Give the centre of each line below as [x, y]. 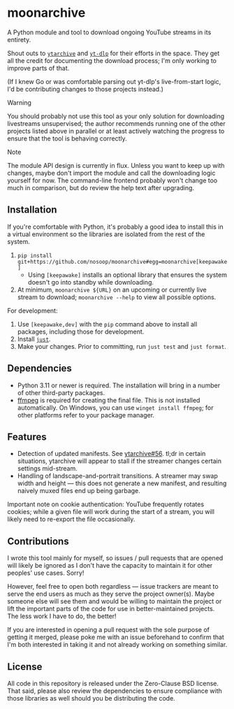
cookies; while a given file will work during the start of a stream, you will [111, 512]
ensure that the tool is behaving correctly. [67, 138]
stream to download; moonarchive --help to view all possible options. [117, 297]
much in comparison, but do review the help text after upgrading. [101, 187]
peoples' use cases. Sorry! [46, 573]
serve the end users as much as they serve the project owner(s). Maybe [111, 594]
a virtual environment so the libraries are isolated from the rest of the [106, 234]
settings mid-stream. [47, 468]
